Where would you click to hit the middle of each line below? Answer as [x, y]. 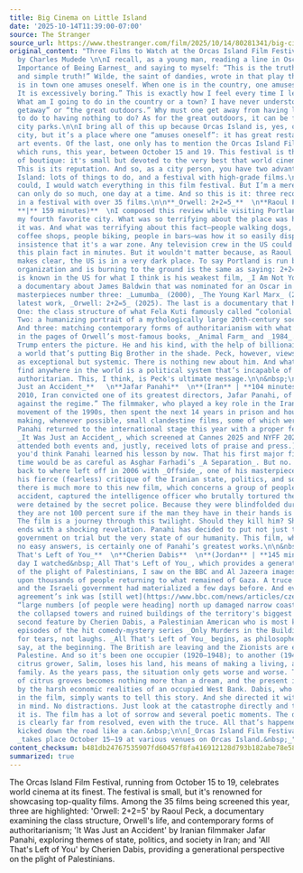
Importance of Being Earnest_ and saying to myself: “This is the [145, 69]
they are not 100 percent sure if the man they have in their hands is [155, 513]
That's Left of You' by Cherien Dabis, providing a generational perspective [147, 849]
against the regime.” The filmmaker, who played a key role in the [147, 404]
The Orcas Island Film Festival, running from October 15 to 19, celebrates [144, 782]
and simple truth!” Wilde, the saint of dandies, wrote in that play [151, 77]
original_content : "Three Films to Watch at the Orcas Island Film [139, 51]
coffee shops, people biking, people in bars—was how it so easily [147, 236]
